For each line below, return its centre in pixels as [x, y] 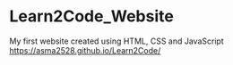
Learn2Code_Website [92, 16]
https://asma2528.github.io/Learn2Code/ [85, 50]
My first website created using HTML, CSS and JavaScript [116, 41]
